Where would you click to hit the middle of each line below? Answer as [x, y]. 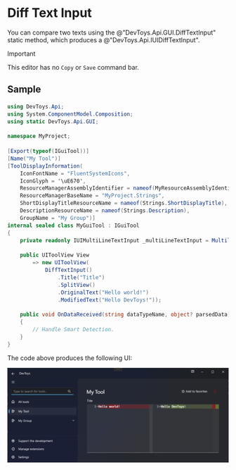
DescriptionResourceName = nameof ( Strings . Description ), [105, 211]
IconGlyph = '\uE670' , [53, 181]
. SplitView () [77, 285]
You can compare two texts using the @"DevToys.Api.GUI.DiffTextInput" [112, 32]
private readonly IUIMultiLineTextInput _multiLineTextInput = [114, 240]
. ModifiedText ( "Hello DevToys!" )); [109, 300]
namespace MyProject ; [39, 136]
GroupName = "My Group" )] [58, 218]
